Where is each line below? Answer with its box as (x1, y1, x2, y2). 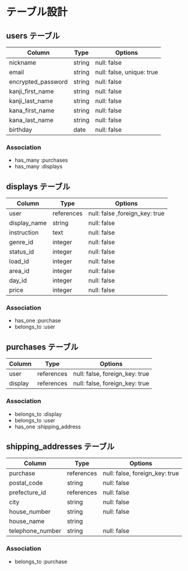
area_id (9, 267, 29, 275)
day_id (9, 277, 27, 285)
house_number (9, 508, 51, 516)
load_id (9, 257, 29, 265)
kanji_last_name (9, 97, 53, 105)
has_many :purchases (14, 157, 68, 164)
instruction (9, 228, 39, 237)
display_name (9, 219, 47, 227)
